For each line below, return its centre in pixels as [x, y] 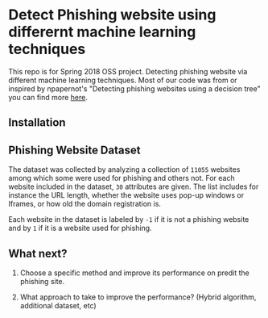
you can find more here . [48, 97]
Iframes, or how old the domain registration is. [85, 204]
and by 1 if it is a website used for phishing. [80, 228]
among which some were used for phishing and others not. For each [122, 178]
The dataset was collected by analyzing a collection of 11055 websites [124, 169]
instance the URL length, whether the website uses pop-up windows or [126, 195]
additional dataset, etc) [58, 305]
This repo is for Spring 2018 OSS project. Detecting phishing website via [128, 71]
